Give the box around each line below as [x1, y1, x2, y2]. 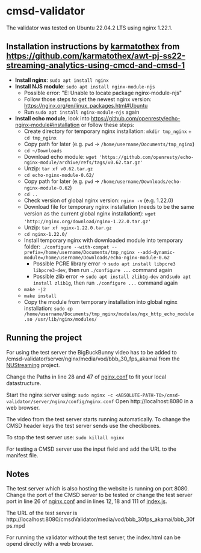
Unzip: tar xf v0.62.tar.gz [23, 164, 93, 172]
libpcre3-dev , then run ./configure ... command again [32, 266, 173, 273]
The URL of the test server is [6, 510, 78, 517]
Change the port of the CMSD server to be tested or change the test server [6, 492, 193, 499]
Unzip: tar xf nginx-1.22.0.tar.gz [23, 224, 113, 231]
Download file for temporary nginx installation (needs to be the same [23, 203, 194, 210]
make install [23, 293, 57, 299]
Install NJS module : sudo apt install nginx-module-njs [14, 82, 155, 90]
